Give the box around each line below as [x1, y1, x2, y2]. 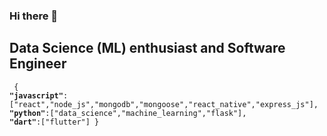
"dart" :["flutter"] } [9, 117, 100, 127]
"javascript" [9, 90, 64, 101]
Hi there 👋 [9, 9, 59, 23]
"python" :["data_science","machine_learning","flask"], [9, 108, 247, 118]
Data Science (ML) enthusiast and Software [9, 40, 286, 57]
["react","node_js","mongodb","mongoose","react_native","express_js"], [9, 99, 319, 109]
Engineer [9, 55, 67, 73]
